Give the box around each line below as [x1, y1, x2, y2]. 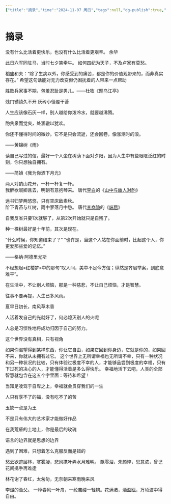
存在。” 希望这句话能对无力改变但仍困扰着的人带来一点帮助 [5, 77, 127, 83]
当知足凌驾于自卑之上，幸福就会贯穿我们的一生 [5, 383, 103, 389]
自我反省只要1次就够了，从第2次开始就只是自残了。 [5, 215, 113, 221]
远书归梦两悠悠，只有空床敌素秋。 [5, 198, 77, 204]
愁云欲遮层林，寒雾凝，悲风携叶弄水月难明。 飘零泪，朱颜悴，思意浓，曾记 [5, 459, 163, 465]
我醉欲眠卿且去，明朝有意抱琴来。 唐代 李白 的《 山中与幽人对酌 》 [5, 187, 140, 193]
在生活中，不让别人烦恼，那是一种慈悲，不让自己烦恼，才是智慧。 [5, 282, 144, 288]
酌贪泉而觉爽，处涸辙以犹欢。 [5, 120, 68, 126]
